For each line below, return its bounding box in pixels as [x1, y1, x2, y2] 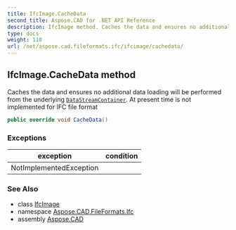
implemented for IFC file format [7, 103, 98, 111]
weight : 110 [7, 37, 42, 44]
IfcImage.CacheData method [7, 69, 136, 81]
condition [105, 151, 138, 160]
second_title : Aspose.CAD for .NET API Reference [7, 17, 156, 24]
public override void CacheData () [7, 116, 109, 123]
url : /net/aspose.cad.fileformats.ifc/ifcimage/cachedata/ [7, 43, 184, 50]
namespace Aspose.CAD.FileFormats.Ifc [17, 207, 134, 216]
